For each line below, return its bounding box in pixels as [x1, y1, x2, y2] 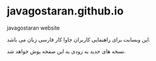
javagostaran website [7, 24, 60, 31]
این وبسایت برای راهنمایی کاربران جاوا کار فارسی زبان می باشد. [7, 36, 151, 43]
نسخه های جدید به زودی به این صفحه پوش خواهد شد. [7, 47, 126, 55]
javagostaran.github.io [7, 4, 124, 18]
